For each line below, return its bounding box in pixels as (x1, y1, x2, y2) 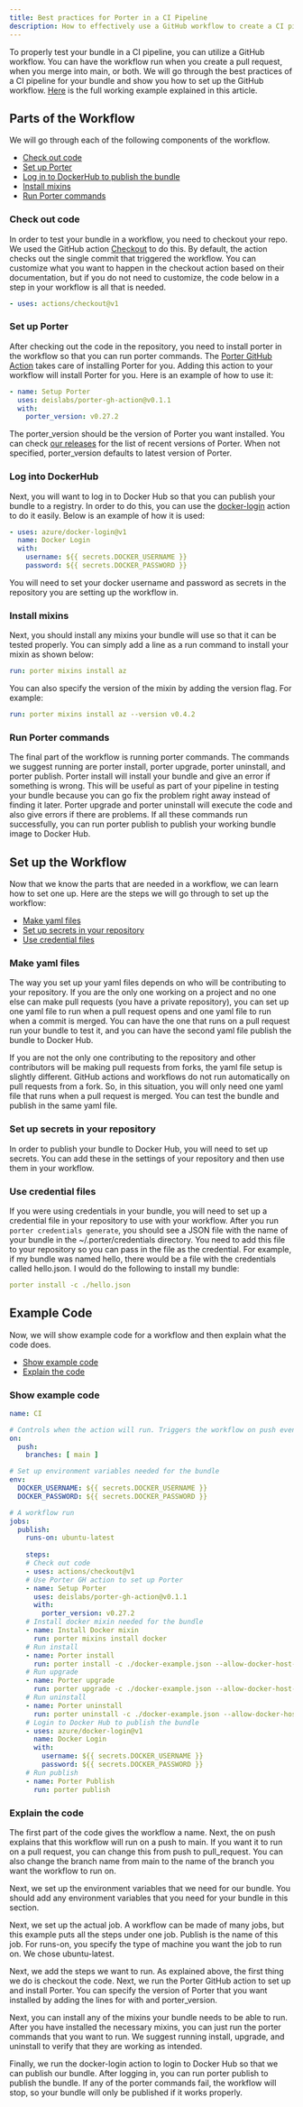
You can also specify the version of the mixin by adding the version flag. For (9, 683, 292, 694)
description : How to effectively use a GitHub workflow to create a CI (9, 22, 284, 31)
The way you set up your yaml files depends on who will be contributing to (9, 977, 287, 988)
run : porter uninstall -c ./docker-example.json (32, 1709, 220, 1719)
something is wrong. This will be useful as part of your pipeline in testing (9, 781, 280, 791)
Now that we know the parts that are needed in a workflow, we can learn (9, 879, 280, 890)
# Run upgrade (25, 1668, 78, 1677)
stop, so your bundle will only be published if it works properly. (9, 2086, 243, 2098)
